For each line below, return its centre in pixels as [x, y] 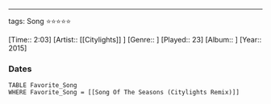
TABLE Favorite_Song [43, 86]
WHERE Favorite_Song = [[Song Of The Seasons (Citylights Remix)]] [124, 93]
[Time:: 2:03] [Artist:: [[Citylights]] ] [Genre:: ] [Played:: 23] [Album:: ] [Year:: [135, 40]
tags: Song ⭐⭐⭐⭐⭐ [40, 21]
